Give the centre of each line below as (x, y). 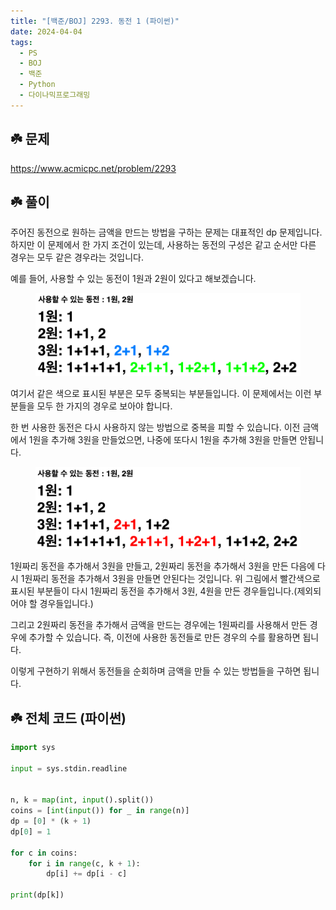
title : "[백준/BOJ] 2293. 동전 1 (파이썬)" (95, 21)
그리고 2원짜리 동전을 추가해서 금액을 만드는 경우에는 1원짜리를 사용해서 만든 (159, 625)
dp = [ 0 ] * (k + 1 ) (51, 821)
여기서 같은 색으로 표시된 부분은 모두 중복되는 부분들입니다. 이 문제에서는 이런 (161, 393)
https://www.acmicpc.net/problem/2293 (93, 168)
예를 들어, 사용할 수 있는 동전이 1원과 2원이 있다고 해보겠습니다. (133, 279)
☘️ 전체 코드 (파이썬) (68, 718)
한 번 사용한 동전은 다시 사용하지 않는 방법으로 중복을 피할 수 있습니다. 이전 (155, 427)
